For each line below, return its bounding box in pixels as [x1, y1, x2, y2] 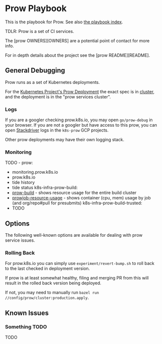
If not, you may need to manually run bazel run [5, 290, 99, 295]
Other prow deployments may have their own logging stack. [5, 137, 125, 143]
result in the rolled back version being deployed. [5, 280, 102, 286]
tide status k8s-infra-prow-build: [12, 185, 78, 191]
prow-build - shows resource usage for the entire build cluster [12, 190, 137, 196]
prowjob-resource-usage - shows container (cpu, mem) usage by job [12, 195, 151, 201]
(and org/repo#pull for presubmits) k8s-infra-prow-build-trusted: [12, 200, 142, 206]
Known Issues [5, 309, 49, 317]
